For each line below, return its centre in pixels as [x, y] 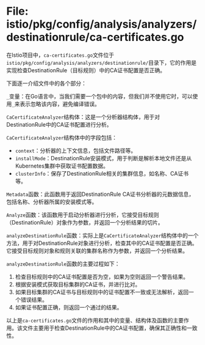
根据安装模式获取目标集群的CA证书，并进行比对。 [78, 284]
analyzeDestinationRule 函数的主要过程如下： [63, 264]
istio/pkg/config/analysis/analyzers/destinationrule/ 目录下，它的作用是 [102, 62]
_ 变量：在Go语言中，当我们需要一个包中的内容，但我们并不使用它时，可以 [100, 96]
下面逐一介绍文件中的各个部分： [46, 83]
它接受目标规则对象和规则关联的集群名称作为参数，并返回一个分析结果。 [97, 250]
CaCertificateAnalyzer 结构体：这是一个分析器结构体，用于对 [83, 117]
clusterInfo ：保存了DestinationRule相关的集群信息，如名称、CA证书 [102, 173]
